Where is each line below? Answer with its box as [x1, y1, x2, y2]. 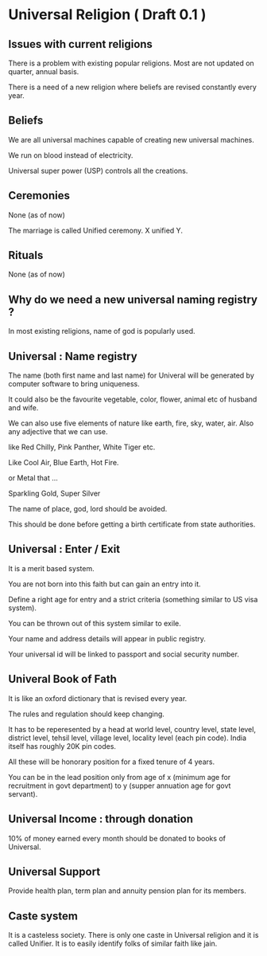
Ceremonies [8, 189, 70, 202]
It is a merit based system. [8, 563, 95, 573]
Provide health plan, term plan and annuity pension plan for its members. [8, 886, 246, 895]
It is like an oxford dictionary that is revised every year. [8, 693, 188, 703]
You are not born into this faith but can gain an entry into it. [8, 579, 201, 589]
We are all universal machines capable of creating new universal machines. [8, 135, 254, 144]
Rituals [8, 249, 44, 262]
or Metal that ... [8, 473, 58, 483]
